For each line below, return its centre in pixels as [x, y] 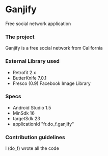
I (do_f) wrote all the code [32, 148]
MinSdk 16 [23, 113]
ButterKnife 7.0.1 [30, 78]
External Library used [32, 61]
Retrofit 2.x [24, 72]
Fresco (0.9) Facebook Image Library [51, 83]
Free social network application [38, 24]
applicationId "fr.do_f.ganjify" [43, 124]
